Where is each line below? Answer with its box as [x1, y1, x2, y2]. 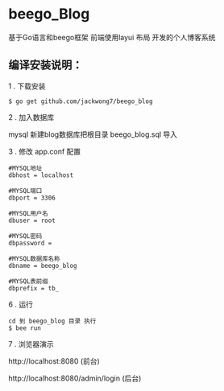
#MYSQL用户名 [8, 209, 48, 217]
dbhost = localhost [8, 171, 74, 179]
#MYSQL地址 [8, 164, 43, 172]
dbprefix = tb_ [8, 284, 60, 292]
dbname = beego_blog [8, 261, 78, 270]
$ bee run [8, 323, 42, 332]
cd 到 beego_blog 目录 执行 [8, 317, 97, 325]
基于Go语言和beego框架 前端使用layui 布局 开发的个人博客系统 [8, 32, 216, 42]
